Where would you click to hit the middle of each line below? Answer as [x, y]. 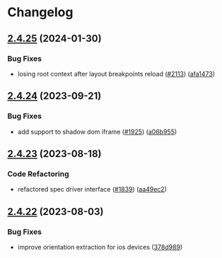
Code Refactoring [38, 174]
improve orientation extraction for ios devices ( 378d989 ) [100, 247]
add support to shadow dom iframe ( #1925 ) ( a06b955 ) [97, 131]
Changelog [40, 12]
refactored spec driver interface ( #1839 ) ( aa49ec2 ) [92, 189]
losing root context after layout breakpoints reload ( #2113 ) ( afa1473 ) [116, 74]
